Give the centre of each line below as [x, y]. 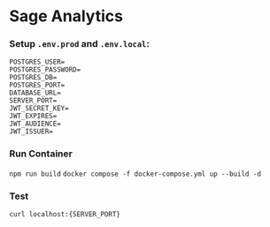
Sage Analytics [66, 16]
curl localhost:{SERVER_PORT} [65, 215]
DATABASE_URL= [35, 93]
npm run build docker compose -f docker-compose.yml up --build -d [135, 174]
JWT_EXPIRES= [33, 117]
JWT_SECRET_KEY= [39, 109]
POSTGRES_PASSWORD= [45, 70]
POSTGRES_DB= [33, 78]
